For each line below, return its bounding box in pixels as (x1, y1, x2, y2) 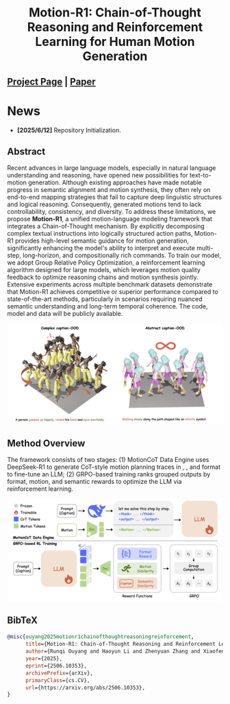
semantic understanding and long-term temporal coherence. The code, (7, 302, 208, 311)
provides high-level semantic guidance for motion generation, (14, 236, 190, 245)
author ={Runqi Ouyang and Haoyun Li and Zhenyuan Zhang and (25, 648, 201, 655)
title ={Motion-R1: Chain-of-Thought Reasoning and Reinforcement (25, 641, 216, 648)
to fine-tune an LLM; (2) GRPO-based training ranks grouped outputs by (7, 470, 211, 478)
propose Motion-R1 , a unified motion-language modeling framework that (7, 215, 213, 223)
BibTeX (7, 615, 38, 626)
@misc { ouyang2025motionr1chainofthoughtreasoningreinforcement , (7, 633, 194, 640)
